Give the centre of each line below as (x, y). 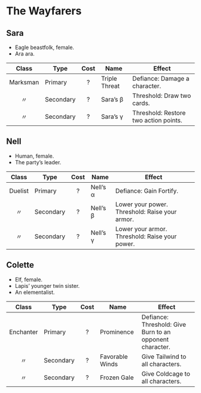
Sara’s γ (112, 116)
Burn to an (156, 331)
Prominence (117, 331)
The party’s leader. (38, 162)
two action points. (157, 120)
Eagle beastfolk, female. (45, 47)
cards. (141, 103)
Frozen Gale (117, 377)
